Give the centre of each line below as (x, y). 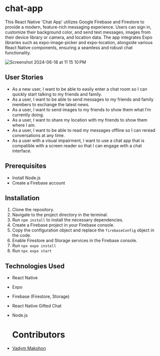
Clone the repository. (33, 210)
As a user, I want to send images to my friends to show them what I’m (81, 109)
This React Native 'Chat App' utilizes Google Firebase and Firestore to (75, 22)
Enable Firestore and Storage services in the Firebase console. (75, 241)
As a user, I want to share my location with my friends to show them (80, 120)
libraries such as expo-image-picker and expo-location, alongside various (79, 42)
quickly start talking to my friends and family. (57, 94)
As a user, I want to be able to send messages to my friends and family (83, 99)
